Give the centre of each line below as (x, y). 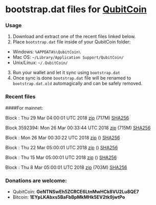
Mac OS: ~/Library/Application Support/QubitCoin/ (68, 57)
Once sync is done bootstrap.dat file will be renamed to (72, 78)
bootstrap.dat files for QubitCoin (76, 9)
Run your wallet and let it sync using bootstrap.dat (66, 73)
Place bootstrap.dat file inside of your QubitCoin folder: (72, 42)
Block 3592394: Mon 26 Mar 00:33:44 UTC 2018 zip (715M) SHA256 (78, 128)
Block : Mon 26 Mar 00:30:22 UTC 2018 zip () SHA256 (63, 138)
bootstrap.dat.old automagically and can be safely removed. (77, 83)
